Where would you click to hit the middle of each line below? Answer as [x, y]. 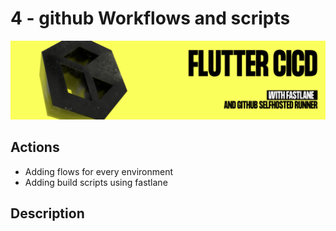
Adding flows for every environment [99, 171]
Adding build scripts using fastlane [96, 182]
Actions [35, 147]
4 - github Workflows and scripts [150, 18]
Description [47, 213]
